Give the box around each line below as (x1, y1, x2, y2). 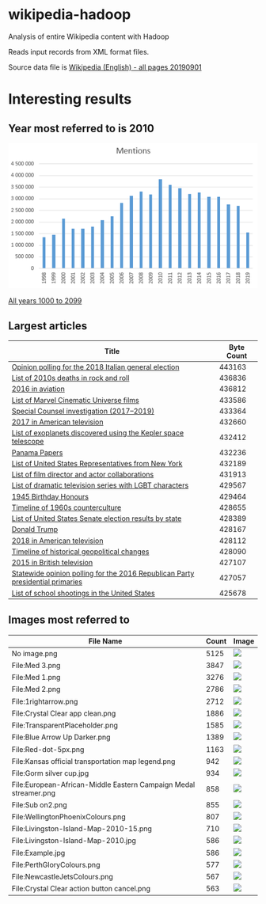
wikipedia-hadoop (8, 6, 131, 24)
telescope (11, 437, 44, 446)
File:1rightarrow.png (11, 697, 78, 706)
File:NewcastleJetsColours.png (11, 872, 113, 882)
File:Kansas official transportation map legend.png (11, 756, 176, 765)
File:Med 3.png (11, 660, 61, 670)
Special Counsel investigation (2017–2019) (11, 406, 154, 416)
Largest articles (8, 319, 88, 332)
